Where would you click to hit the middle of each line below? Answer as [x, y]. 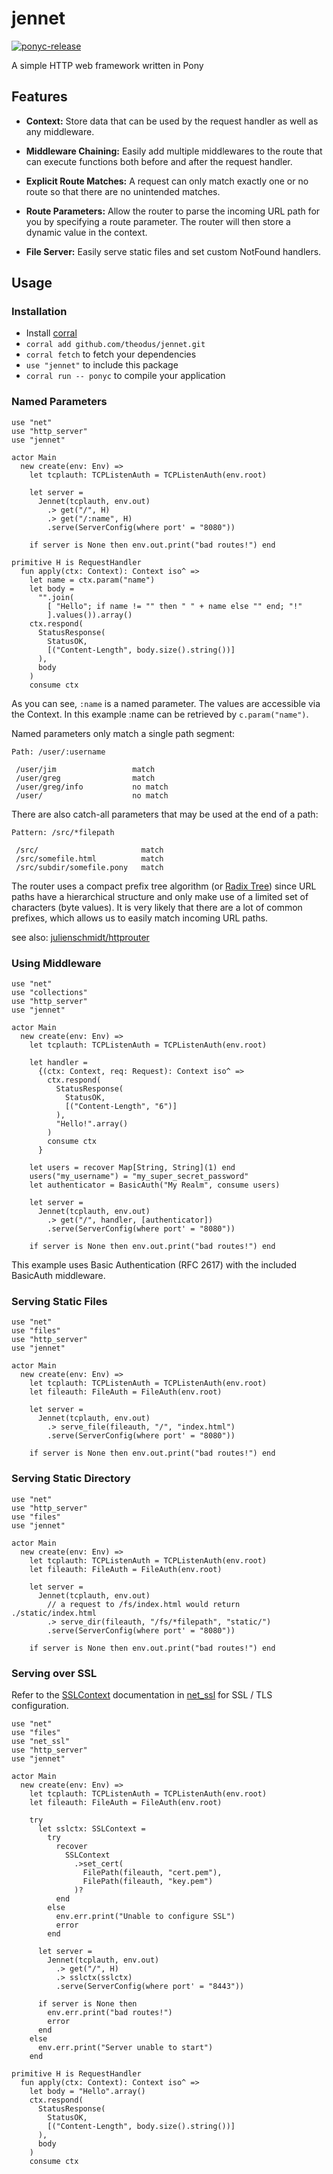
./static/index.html [54, 1613]
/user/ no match [92, 795]
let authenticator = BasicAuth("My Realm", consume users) [155, 1185]
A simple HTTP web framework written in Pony [107, 65]
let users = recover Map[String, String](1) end [132, 1168]
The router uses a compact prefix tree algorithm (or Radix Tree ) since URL [164, 886]
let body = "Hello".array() [87, 2091]
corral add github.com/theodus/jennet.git [115, 345]
